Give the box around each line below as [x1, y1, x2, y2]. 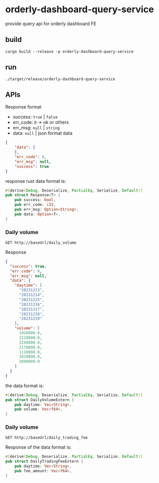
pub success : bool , [14, 197, 56, 203]
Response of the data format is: [5, 444, 72, 450]
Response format [5, 104, 42, 110]
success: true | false [12, 114, 58, 120]
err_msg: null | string [12, 124, 60, 131]
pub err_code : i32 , [14, 202, 56, 207]
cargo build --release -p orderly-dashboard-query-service [5, 49, 134, 54]
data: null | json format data [12, 130, 73, 136]
